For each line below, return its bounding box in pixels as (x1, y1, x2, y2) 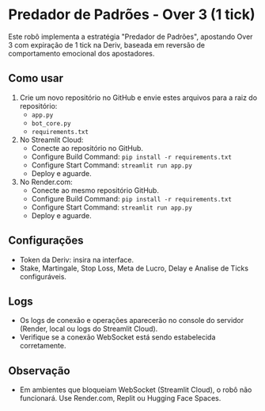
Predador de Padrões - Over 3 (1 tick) (8, 6, 256, 24)
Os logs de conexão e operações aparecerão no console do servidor (19, 316, 244, 325)
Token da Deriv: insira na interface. (19, 255, 134, 264)
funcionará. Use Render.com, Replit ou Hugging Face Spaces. (19, 394, 221, 403)
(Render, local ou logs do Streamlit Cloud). (19, 324, 158, 334)
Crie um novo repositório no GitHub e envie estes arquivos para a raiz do (19, 93, 258, 102)
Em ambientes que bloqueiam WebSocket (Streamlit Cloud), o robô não (19, 385, 252, 394)
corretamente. (19, 341, 66, 351)
